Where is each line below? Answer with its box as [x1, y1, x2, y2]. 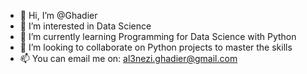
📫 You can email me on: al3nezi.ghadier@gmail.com [19, 53, 238, 64]
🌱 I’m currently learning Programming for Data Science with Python [19, 31, 297, 42]
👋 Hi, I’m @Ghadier [19, 10, 98, 21]
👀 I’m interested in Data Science [19, 20, 152, 32]
